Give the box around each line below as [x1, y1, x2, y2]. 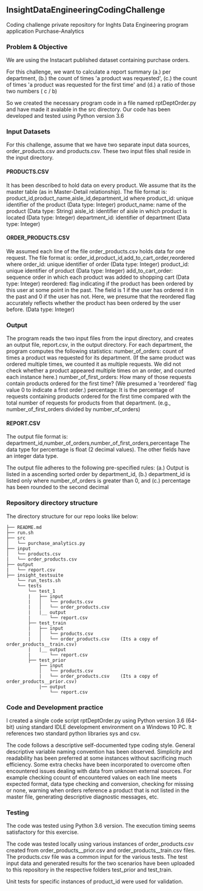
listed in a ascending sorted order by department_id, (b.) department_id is [6, 471, 191, 478]
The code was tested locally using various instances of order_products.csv [6, 841, 194, 848]
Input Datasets [6, 128, 50, 136]
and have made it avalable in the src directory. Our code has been [6, 106, 171, 113]
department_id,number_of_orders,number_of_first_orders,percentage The [6, 440, 190, 447]
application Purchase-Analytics [6, 27, 84, 35]
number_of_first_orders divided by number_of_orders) [6, 406, 141, 413]
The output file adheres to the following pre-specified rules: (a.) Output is [6, 464, 190, 471]
